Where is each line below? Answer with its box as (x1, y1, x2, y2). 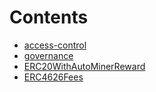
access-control (23, 39, 87, 51)
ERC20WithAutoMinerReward (23, 60, 146, 72)
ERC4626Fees (23, 71, 84, 83)
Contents (9, 6, 89, 29)
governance (23, 49, 74, 61)
